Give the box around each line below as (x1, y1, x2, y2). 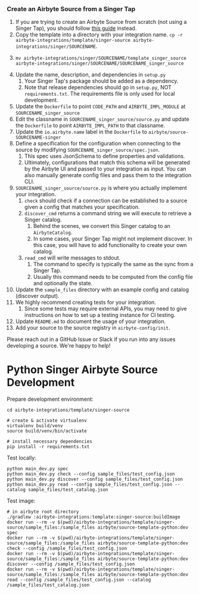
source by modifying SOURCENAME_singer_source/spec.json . (15, 146, 160, 154)
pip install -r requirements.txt (7, 444, 90, 450)
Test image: (7, 497, 36, 504)
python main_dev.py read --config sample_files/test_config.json (7, 482, 172, 488)
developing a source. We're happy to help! (7, 342, 111, 349)
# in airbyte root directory (7, 509, 79, 515)
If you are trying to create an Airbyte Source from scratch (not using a (15, 19, 187, 26)
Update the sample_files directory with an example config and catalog (15, 286, 189, 293)
